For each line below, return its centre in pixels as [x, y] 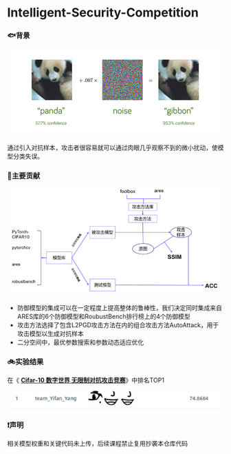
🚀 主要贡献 [24, 176]
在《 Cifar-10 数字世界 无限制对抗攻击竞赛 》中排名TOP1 [86, 380]
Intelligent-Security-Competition [103, 13]
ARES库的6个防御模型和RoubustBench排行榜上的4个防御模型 [103, 316]
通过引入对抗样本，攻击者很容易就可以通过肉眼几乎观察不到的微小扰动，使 [112, 147]
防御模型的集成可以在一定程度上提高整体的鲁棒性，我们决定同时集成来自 [119, 307]
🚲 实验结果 [25, 362]
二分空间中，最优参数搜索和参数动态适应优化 [80, 342]
